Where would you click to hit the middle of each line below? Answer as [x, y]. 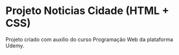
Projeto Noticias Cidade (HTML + [87, 11]
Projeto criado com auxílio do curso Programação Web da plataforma [89, 39]
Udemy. [15, 46]
